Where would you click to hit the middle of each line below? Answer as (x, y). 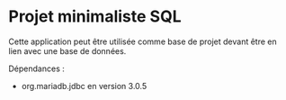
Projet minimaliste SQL (95, 17)
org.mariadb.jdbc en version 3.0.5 (84, 86)
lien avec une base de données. (67, 50)
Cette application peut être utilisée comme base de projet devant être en (143, 41)
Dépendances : (36, 68)
